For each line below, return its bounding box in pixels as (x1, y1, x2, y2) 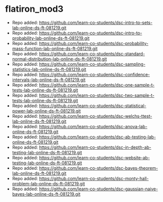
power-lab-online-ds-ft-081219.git (12, 108, 81, 113)
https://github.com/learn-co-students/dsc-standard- (39, 50, 145, 57)
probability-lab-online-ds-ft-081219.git (12, 35, 90, 41)
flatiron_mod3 (5, 3, 63, 15)
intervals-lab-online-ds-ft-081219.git (12, 77, 86, 83)
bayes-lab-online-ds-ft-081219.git (12, 191, 81, 197)
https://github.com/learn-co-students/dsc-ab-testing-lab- (39, 134, 156, 140)
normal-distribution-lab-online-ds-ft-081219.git (12, 56, 107, 62)
